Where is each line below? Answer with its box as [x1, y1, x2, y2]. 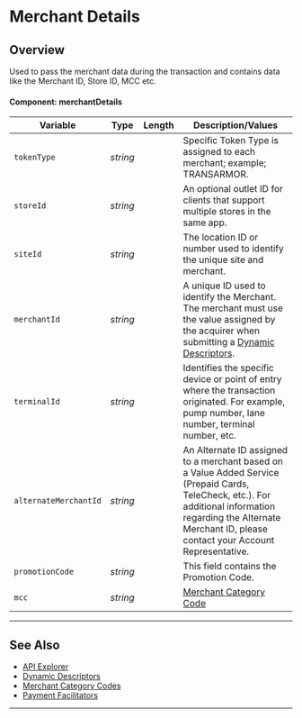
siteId [13, 250, 42, 259]
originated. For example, [182, 395, 286, 408]
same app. [182, 216, 227, 229]
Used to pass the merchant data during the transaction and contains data [9, 66, 280, 77]
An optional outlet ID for [182, 183, 283, 195]
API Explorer [22, 661, 69, 672]
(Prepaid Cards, [182, 477, 250, 490]
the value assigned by [182, 314, 276, 326]
